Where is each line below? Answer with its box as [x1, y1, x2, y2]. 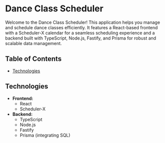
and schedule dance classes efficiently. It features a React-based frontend [5, 24, 158, 30]
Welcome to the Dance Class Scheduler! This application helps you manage [5, 19, 161, 25]
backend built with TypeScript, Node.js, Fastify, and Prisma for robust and [5, 35, 157, 41]
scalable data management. [5, 40, 62, 46]
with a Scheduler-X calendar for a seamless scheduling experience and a [5, 30, 155, 36]
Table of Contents [5, 55, 62, 63]
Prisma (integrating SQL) [19, 132, 71, 138]
